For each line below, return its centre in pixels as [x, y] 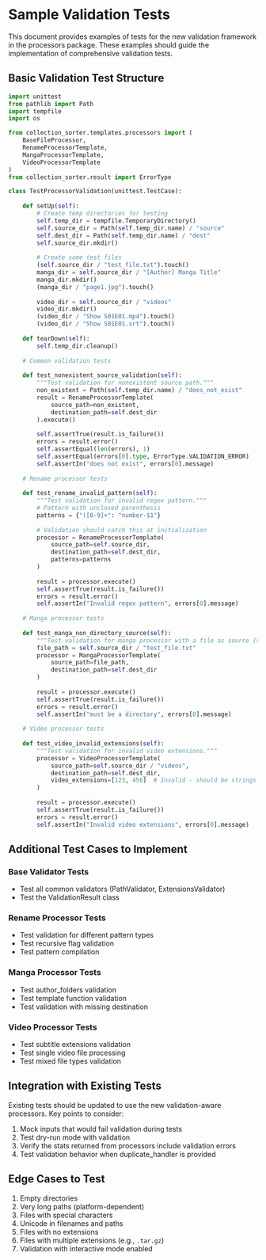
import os [25, 119]
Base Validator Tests [49, 871]
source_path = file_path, [89, 663]
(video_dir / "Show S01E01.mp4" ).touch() [106, 317]
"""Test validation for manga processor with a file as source [143, 640]
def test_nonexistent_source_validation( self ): [102, 375]
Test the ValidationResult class [70, 897]
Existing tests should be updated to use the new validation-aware [115, 1105]
